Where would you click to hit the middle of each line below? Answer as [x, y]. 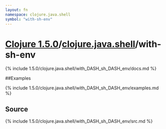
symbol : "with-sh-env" [29, 19]
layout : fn [17, 10]
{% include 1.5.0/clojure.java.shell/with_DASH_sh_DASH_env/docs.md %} [81, 69]
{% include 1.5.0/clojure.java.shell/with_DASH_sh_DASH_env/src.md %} [79, 121]
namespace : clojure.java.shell [38, 15]
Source [17, 109]
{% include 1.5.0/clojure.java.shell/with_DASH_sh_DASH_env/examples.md [82, 88]
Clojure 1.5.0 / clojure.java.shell [70, 44]
